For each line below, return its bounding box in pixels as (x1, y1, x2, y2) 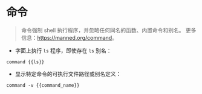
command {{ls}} (6, 58, 45, 65)
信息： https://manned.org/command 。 (21, 34, 118, 41)
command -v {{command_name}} (6, 82, 80, 88)
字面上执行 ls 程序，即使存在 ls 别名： (15, 46, 112, 54)
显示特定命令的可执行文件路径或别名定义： (15, 70, 122, 77)
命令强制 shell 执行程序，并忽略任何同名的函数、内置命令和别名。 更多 (21, 27, 197, 34)
